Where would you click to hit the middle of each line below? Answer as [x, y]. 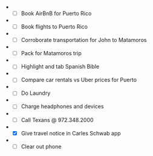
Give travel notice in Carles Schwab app [71, 133]
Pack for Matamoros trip [51, 53]
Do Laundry [36, 93]
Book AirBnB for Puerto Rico [56, 13]
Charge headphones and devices [62, 106]
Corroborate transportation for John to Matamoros [84, 40]
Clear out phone [41, 146]
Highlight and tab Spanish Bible [60, 67]
